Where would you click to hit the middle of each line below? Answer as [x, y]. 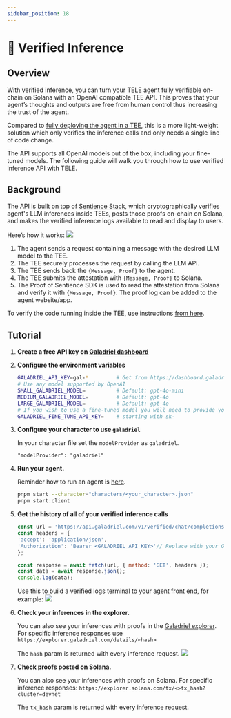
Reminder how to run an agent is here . [71, 482]
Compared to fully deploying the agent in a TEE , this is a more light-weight [113, 125]
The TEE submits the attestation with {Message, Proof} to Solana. [110, 278]
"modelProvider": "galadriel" [61, 456]
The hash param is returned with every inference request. [98, 654]
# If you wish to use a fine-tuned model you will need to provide [116, 410]
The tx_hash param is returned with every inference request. [103, 707]
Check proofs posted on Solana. [64, 667]
